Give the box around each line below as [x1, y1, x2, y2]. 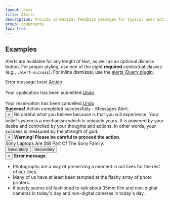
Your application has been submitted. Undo [5, 89, 95, 95]
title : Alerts [5, 12, 35, 17]
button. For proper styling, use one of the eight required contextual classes [5, 64, 162, 70]
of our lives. [12, 169, 38, 175]
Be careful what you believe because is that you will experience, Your [14, 111, 159, 117]
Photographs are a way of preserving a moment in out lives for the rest [12, 163, 160, 169]
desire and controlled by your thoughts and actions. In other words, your [5, 123, 156, 129]
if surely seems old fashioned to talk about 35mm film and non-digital [12, 185, 158, 191]
